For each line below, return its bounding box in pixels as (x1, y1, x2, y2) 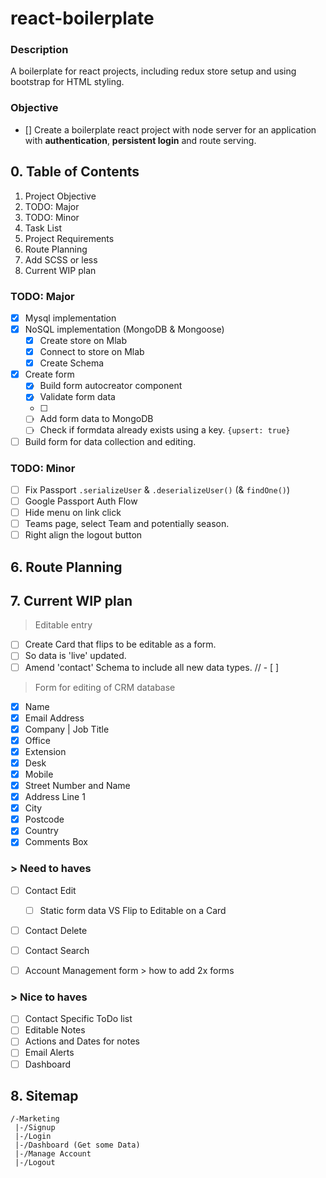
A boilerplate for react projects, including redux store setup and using (10, 65, 297, 77)
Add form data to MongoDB (39, 413, 154, 425)
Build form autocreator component (39, 380, 183, 392)
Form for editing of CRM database (34, 681, 176, 693)
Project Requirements (24, 232, 115, 244)
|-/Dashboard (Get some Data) (14, 1140, 141, 1151)
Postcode (24, 813, 65, 826)
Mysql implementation (24, 312, 117, 324)
